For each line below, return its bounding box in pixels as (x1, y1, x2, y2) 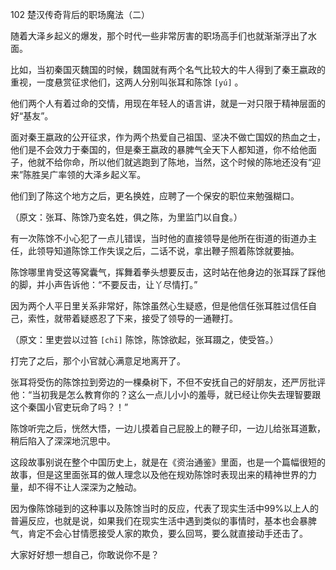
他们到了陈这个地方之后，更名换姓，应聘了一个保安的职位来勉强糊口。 (10, 190, 300, 202)
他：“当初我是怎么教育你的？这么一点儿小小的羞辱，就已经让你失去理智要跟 (10, 389, 322, 400)
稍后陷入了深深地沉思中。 (10, 435, 116, 447)
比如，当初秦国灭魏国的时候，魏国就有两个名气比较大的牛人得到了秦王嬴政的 (10, 64, 326, 75)
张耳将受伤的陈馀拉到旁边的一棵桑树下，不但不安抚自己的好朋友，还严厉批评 (10, 376, 326, 388)
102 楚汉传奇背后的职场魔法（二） (10, 9, 151, 20)
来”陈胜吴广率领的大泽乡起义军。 (10, 169, 147, 180)
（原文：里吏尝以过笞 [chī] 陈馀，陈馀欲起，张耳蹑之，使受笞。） (10, 334, 279, 345)
